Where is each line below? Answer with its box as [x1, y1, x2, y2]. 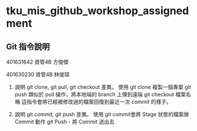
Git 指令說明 [6, 41, 50, 51]
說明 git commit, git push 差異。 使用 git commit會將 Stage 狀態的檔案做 [14, 111, 189, 117]
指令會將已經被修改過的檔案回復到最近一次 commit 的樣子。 [26, 99, 172, 105]
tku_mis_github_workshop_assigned [6, 4, 189, 18]
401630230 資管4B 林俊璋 [6, 71, 70, 78]
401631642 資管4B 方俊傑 [6, 58, 69, 65]
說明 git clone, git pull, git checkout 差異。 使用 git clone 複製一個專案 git [14, 84, 192, 90]
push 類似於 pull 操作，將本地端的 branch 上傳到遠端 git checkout [14, 91, 175, 98]
